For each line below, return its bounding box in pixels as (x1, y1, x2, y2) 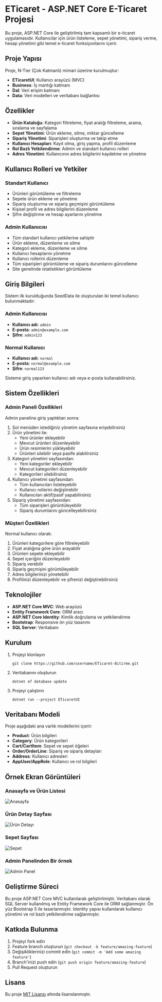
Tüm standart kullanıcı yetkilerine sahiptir (12, 235, 95, 240)
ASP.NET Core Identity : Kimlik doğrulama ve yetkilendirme (12, 614, 130, 620)
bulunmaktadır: (5, 298, 36, 304)
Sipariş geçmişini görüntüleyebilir (12, 566, 79, 572)
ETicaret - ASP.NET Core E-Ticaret (5, 3, 147, 15)
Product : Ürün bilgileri (12, 733, 57, 739)
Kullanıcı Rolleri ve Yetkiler (5, 165, 88, 173)
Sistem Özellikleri (5, 389, 59, 398)
